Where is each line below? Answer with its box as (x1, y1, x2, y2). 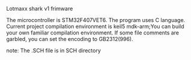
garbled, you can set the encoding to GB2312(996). (6, 36, 133, 42)
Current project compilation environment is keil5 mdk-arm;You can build (6, 23, 184, 30)
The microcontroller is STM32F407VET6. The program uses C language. (6, 17, 186, 23)
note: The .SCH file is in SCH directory (6, 47, 101, 54)
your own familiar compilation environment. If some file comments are (6, 29, 179, 36)
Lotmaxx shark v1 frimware (6, 5, 73, 12)
